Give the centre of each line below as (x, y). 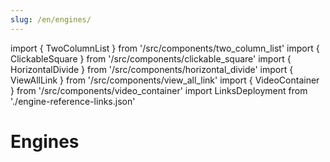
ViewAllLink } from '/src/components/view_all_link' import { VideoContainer (165, 80)
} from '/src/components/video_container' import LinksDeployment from (159, 90)
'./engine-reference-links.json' (73, 101)
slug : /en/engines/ (51, 19)
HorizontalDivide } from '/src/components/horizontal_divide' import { (152, 69)
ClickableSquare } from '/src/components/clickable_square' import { (151, 58)
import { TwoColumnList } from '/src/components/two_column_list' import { (165, 48)
